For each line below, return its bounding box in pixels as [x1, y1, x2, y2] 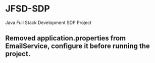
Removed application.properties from [5, 34, 126, 42]
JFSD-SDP [5, 3, 50, 14]
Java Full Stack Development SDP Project [5, 19, 92, 25]
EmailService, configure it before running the [5, 42, 150, 50]
